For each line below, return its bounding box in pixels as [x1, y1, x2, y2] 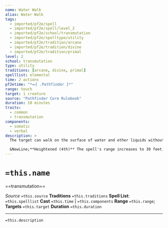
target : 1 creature [5, 91, 46, 96]
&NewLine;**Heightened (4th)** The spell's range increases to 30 [9, 147, 151, 152]
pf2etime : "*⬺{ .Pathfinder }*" [5, 82, 73, 87]
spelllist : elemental [5, 73, 50, 78]
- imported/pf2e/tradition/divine [9, 45, 81, 50]
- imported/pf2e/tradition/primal [9, 49, 81, 54]
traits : [5, 105, 21, 110]
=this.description [5, 217, 43, 223]
